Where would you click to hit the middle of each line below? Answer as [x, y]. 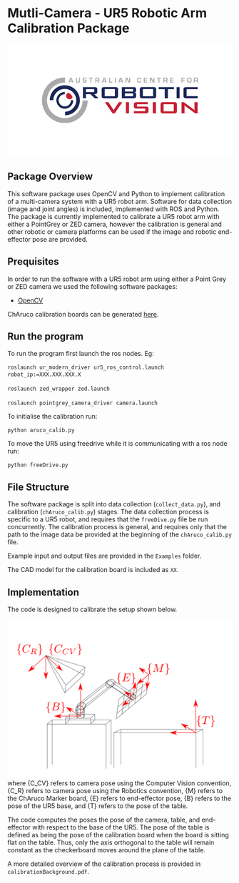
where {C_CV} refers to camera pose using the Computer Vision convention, [119, 783]
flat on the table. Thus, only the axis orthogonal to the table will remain [111, 842]
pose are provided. [60, 239]
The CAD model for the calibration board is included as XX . [93, 570]
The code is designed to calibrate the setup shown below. [92, 609]
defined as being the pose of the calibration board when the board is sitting [118, 835]
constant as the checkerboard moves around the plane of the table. [106, 850]
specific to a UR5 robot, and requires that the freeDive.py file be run [108, 519]
